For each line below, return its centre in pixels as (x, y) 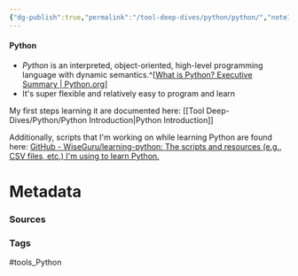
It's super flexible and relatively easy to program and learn (129, 93)
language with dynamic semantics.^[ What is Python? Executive (137, 74)
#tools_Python (35, 263)
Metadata (45, 192)
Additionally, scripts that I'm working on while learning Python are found (141, 137)
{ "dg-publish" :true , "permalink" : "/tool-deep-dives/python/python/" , (138, 17)
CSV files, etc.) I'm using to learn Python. (84, 156)
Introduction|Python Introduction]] (151, 119)
